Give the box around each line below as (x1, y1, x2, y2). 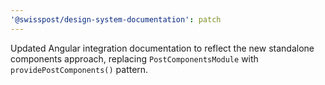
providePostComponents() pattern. (10, 63, 149, 75)
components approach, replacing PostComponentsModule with (10, 52, 259, 65)
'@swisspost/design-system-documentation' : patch (10, 14, 222, 25)
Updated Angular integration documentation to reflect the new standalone (10, 42, 315, 54)
